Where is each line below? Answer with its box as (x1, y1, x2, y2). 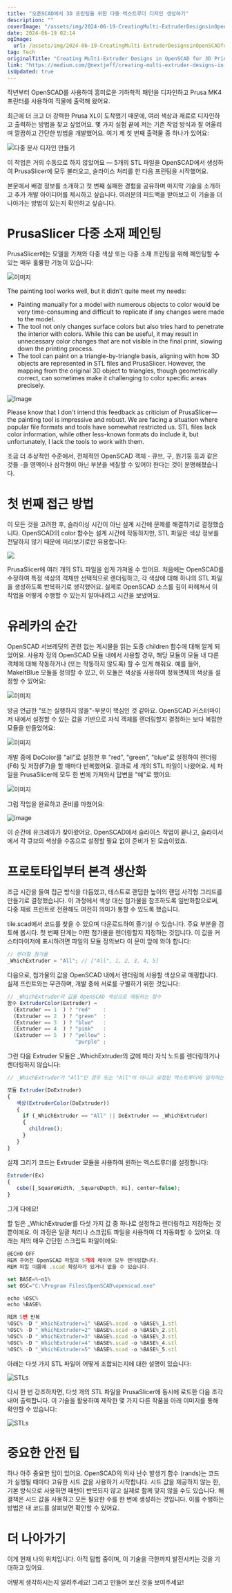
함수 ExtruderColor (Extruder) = (7, 999, 98, 1006)
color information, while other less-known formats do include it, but (7, 430, 199, 438)
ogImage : (7, 36, 32, 43)
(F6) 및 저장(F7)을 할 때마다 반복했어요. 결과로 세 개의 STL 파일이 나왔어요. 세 (7, 762, 216, 770)
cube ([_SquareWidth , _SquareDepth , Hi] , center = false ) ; (16, 1185, 181, 1192)
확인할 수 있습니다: (7, 1405, 57, 1413)
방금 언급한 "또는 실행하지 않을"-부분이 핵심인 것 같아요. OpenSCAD (7, 706, 191, 715)
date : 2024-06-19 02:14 (7, 29, 76, 37)
